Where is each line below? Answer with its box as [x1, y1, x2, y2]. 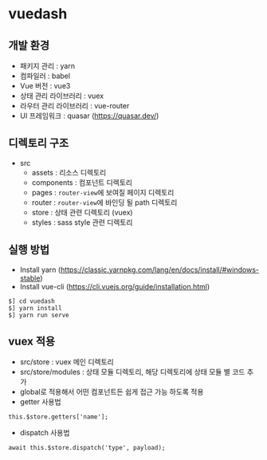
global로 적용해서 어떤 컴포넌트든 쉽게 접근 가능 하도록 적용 [19, 387, 204, 397]
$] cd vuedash [8, 297, 56, 305]
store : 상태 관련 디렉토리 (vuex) [31, 207, 133, 217]
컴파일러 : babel [19, 71, 70, 81]
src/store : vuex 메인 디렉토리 [19, 357, 114, 367]
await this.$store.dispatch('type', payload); [8, 444, 166, 452]
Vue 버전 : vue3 [19, 81, 71, 90]
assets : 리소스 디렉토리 [31, 167, 107, 177]
